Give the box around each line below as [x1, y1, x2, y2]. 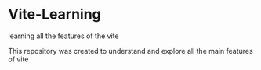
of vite [8, 54, 29, 64]
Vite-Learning [8, 5, 102, 23]
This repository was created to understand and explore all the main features [8, 46, 253, 55]
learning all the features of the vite [8, 31, 119, 40]
